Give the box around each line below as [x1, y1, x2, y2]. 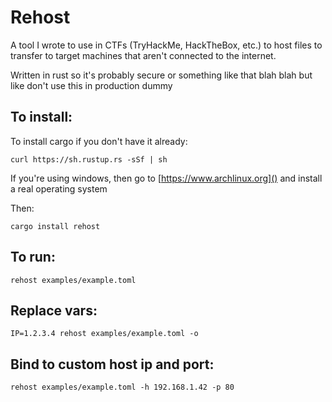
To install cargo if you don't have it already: [10, 135, 188, 147]
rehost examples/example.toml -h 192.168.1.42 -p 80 [10, 382, 235, 393]
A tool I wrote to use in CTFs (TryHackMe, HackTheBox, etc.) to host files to [10, 39, 323, 51]
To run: [10, 249, 56, 266]
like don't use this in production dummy [10, 79, 173, 91]
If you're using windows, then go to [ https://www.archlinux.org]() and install [10, 172, 323, 184]
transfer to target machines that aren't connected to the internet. [10, 49, 277, 61]
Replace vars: [10, 302, 98, 319]
